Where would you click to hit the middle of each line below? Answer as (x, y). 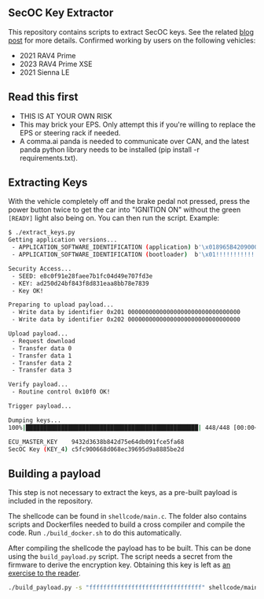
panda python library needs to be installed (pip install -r (110, 150)
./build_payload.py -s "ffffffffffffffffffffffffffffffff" (107, 588)
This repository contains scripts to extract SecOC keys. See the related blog (131, 31)
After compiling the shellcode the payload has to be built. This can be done (130, 548)
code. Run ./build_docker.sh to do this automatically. (95, 533)
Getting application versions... (63, 240)
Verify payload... (38, 385)
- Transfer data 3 (42, 370)
